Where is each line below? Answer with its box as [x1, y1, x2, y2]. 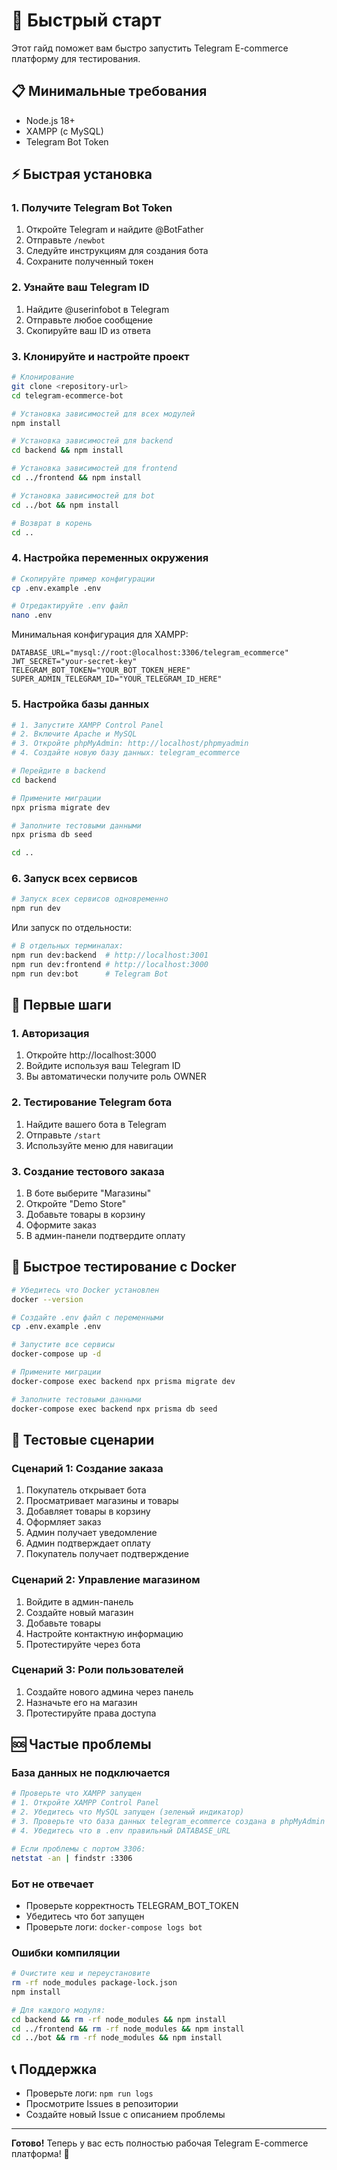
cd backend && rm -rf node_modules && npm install [11, 2014, 227, 2024]
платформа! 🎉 [11, 2148, 70, 2160]
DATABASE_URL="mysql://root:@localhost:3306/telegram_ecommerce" [11, 648, 289, 658]
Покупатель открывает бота [25, 1484, 147, 1496]
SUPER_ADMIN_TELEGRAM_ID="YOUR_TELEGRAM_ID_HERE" [11, 674, 223, 684]
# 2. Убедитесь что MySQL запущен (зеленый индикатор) [11, 1807, 245, 1818]
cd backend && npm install [11, 445, 124, 456]
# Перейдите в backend [11, 766, 106, 776]
